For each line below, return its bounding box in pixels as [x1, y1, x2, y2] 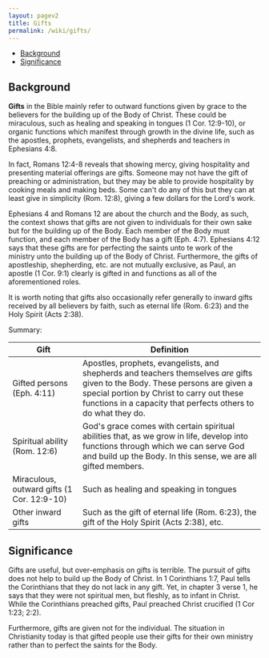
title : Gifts [8, 19, 52, 27]
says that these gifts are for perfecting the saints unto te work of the [8, 243, 234, 253]
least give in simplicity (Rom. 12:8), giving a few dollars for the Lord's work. [8, 194, 256, 203]
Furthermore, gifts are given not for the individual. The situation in [8, 624, 225, 632]
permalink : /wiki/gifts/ [8, 26, 91, 34]
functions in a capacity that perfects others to [82, 398, 255, 409]
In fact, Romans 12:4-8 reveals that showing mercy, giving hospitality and [8, 159, 250, 169]
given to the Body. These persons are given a [82, 378, 253, 389]
